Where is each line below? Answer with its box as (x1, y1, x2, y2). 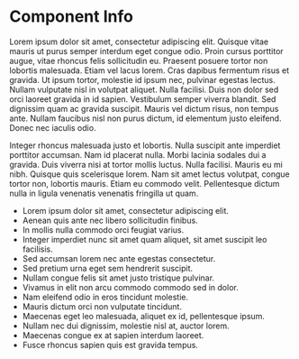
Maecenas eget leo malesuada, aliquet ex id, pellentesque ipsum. (22, 310, 266, 321)
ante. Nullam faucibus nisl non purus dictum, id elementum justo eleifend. (9, 113, 282, 124)
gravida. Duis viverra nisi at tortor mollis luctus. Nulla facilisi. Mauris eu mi (9, 159, 284, 170)
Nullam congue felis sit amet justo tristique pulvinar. (22, 272, 214, 283)
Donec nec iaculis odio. (9, 122, 96, 133)
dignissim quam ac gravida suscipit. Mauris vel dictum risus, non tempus (9, 103, 279, 114)
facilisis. (22, 244, 53, 254)
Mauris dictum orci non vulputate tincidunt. (22, 300, 183, 312)
